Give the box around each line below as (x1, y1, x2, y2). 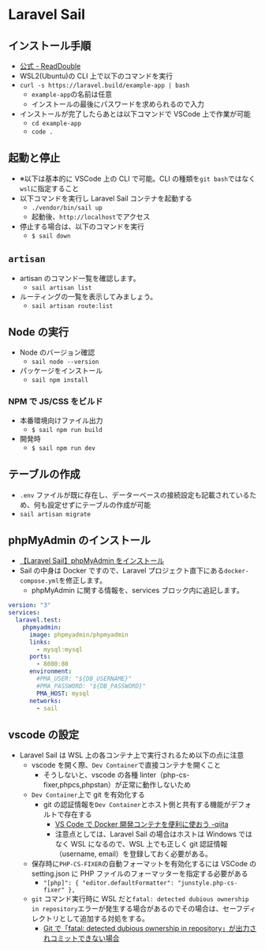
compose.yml (19, 577, 59, 585)
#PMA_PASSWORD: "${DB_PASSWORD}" (36, 682, 147, 690)
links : (28, 638, 51, 646)
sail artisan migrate (19, 510, 91, 518)
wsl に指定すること (19, 183, 80, 193)
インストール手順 (8, 39, 91, 52)
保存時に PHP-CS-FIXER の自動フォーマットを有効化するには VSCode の (31, 859, 257, 869)
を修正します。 (58, 576, 107, 585)
